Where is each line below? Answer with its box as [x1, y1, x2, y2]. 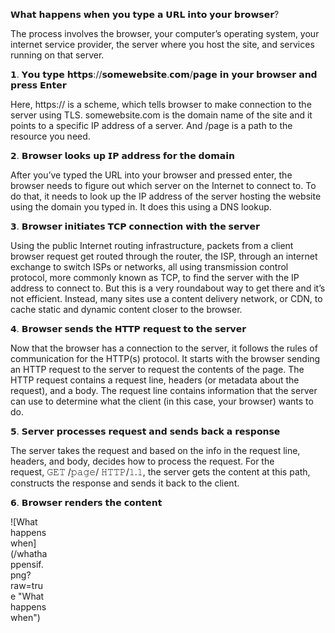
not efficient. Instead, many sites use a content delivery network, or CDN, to [10, 293, 323, 304]
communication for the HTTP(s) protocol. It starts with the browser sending [10, 353, 321, 364]
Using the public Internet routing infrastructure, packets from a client [10, 240, 294, 251]
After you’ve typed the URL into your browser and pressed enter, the [10, 169, 293, 181]
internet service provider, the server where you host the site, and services [10, 39, 315, 50]
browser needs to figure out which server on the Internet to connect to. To [10, 180, 317, 191]
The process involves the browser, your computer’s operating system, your [10, 28, 320, 39]
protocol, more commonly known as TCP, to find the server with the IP [10, 272, 300, 283]
